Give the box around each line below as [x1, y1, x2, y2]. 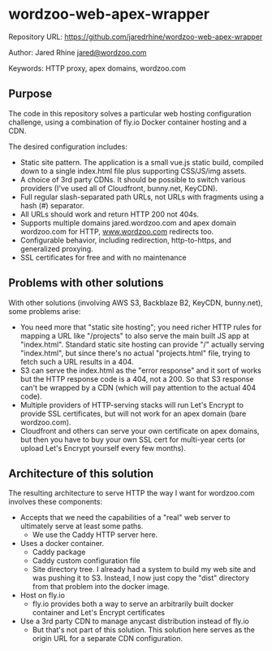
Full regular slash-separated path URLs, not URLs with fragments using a [19, 192, 264, 202]
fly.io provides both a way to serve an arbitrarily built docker [32, 599, 234, 609]
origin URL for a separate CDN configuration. [32, 634, 183, 644]
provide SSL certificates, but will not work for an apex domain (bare [19, 409, 247, 418]
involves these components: [8, 497, 103, 507]
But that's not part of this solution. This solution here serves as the [32, 625, 256, 635]
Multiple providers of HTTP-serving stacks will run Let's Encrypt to [19, 400, 244, 409]
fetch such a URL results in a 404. [19, 356, 134, 366]
